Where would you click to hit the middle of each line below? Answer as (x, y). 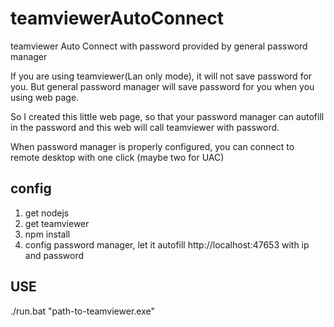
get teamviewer (57, 223)
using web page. (45, 97)
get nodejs (47, 213)
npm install (47, 234)
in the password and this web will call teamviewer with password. (145, 127)
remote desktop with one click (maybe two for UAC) (117, 157)
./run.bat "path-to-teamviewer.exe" (82, 311)
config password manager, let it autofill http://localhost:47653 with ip (167, 244)
